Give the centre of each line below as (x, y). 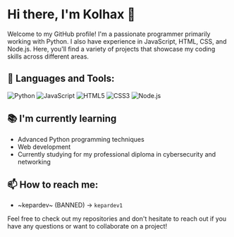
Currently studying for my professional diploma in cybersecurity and (117, 154)
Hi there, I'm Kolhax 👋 (72, 14)
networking (34, 162)
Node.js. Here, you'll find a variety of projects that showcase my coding (111, 49)
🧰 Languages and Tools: (61, 79)
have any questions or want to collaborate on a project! (87, 226)
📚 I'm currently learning (62, 119)
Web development (44, 147)
